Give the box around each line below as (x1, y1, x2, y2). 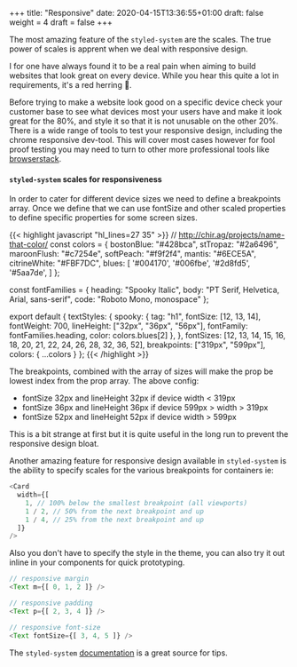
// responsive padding (9, 599, 93, 607)
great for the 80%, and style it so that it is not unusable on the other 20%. (9, 115, 279, 126)
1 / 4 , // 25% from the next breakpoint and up (25, 515, 204, 524)
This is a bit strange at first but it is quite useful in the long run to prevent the (9, 429, 289, 440)
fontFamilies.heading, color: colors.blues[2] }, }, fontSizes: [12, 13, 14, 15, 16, (9, 330, 286, 341)
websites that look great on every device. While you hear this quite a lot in (9, 70, 279, 81)
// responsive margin (9, 575, 90, 584)
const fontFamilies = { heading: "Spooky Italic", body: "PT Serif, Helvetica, (9, 284, 280, 296)
